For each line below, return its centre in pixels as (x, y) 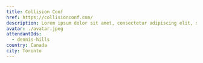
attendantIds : (24, 34)
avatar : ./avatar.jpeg (35, 28)
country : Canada (27, 46)
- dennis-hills (31, 40)
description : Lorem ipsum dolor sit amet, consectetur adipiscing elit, (100, 23)
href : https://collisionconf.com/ (50, 17)
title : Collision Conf (35, 12)
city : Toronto (24, 51)
